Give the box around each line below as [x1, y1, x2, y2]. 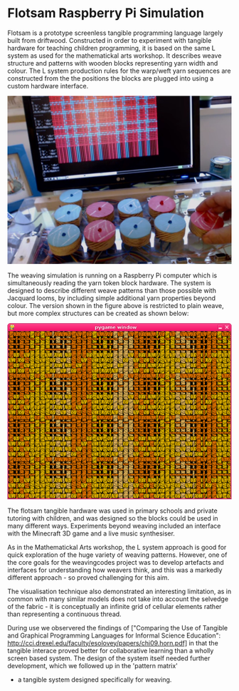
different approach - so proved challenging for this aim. [7, 573, 169, 582]
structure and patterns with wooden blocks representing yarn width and [7, 58, 218, 67]
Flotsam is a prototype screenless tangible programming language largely [7, 29, 223, 37]
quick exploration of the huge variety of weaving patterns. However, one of [7, 551, 228, 559]
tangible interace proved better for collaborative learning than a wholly [7, 646, 214, 655]
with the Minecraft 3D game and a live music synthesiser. [7, 529, 176, 538]
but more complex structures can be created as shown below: [7, 309, 189, 317]
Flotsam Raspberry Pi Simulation [7, 5, 205, 21]
